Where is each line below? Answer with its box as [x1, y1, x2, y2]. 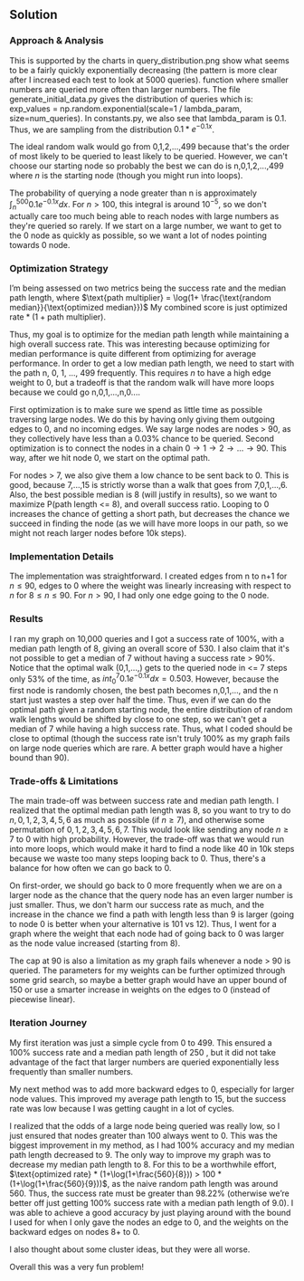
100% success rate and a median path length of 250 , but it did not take [9, 1047, 276, 1057]
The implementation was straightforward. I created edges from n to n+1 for [9, 570, 288, 582]
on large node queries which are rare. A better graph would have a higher [9, 742, 283, 754]
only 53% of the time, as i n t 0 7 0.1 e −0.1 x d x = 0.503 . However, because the [9, 672, 280, 686]
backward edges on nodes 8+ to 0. [9, 1226, 140, 1237]
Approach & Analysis [9, 34, 104, 47]
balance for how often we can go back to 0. [9, 863, 172, 874]
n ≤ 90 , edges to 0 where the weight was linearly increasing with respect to [9, 580, 291, 591]
